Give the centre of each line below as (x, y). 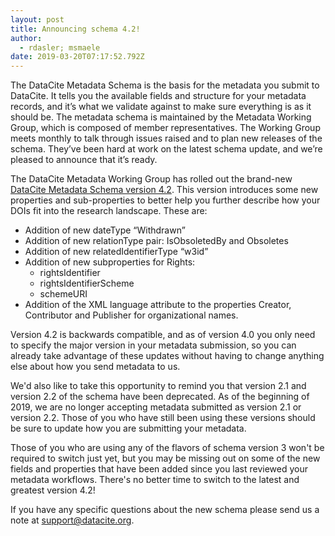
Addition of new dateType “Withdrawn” (105, 230)
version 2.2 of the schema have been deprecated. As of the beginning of (160, 397)
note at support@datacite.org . (72, 520)
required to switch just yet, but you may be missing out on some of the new (165, 458)
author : (26, 38)
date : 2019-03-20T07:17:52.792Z (77, 57)
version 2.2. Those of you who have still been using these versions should (163, 418)
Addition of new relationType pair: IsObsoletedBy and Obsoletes (156, 241)
